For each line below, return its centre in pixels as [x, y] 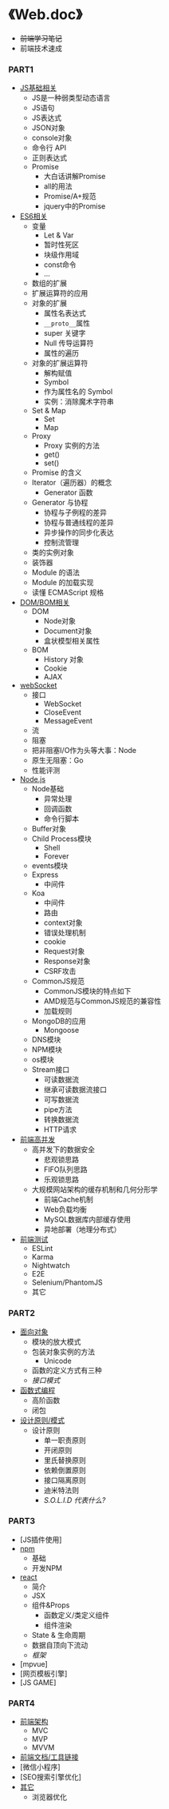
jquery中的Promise [75, 206]
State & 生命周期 [59, 1635]
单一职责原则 [65, 1440]
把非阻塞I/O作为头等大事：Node [84, 751]
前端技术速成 [41, 48]
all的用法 [58, 186]
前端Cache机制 [68, 1200]
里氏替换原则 [65, 1460]
